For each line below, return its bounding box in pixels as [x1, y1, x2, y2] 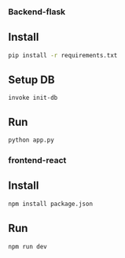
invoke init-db [8, 94, 58, 102]
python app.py [8, 136, 55, 144]
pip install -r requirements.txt [8, 51, 118, 59]
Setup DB [8, 73, 55, 87]
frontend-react [8, 155, 67, 166]
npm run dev [8, 242, 47, 250]
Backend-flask [8, 6, 66, 17]
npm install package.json [8, 200, 93, 208]
